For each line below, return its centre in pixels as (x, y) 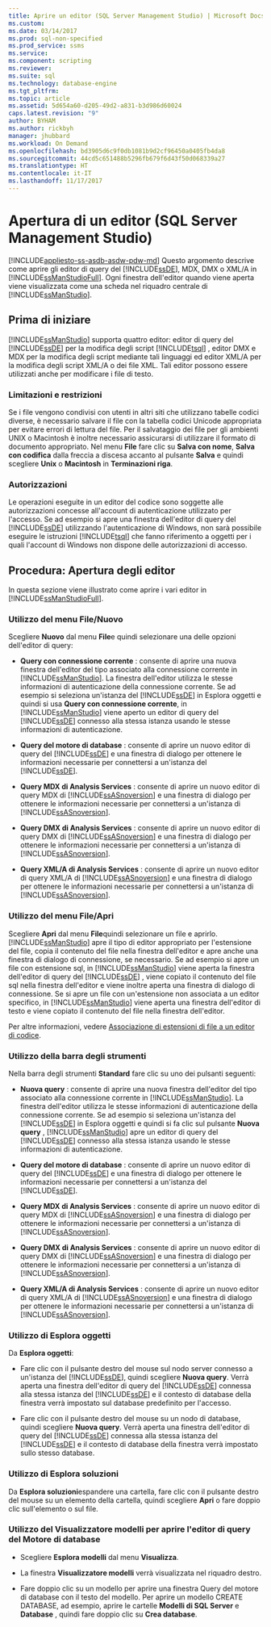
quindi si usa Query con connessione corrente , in (103, 704)
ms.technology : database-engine (63, 83)
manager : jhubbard (39, 136)
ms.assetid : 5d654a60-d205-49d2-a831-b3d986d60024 (95, 106)
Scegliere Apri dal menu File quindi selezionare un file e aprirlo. (113, 934)
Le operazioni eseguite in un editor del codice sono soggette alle (116, 502)
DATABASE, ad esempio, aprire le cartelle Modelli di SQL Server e (129, 1605)
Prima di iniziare (50, 320)
